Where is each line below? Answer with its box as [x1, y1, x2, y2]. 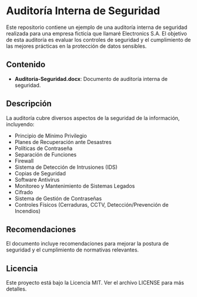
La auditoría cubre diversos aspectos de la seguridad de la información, [6, 114, 180, 122]
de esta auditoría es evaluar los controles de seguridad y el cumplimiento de [6, 36, 191, 43]
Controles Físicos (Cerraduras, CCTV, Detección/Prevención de [14, 201, 169, 208]
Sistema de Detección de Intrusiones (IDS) [14, 164, 118, 171]
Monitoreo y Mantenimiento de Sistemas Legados [14, 182, 135, 190]
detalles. [6, 285, 27, 293]
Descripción [6, 99, 52, 109]
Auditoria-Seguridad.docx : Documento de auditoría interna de [14, 75, 168, 82]
